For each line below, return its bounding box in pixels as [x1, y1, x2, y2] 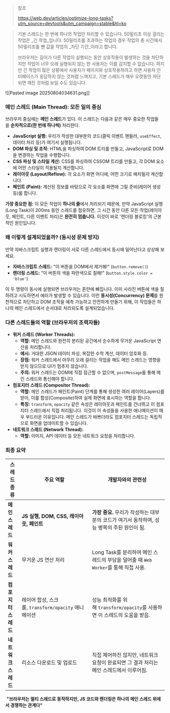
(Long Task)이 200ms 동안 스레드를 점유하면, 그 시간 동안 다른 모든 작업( [5, 207, 150, 213]
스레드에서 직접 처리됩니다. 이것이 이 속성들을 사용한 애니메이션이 [29, 407, 158, 413]
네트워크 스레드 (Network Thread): [12, 426, 83, 433]
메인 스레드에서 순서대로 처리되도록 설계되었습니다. [14, 305, 115, 311]
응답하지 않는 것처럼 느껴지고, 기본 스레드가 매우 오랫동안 [39, 74, 152, 79]
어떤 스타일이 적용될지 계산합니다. [18, 165, 84, 171]
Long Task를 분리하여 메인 [92, 549, 152, 556]
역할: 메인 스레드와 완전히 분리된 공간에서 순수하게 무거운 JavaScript [20, 337, 156, 344]
